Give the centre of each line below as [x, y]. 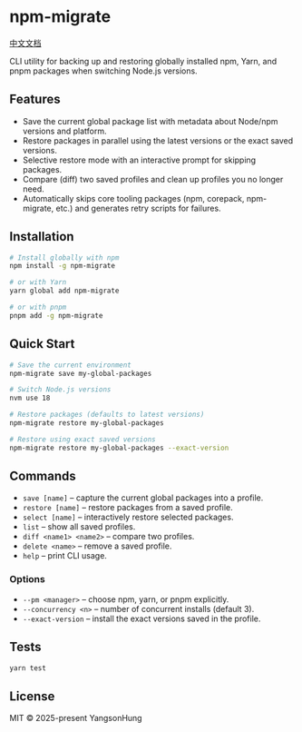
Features [35, 99]
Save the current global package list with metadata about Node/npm [150, 121]
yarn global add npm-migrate [64, 291]
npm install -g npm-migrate [63, 266]
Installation [42, 237]
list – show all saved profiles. [79, 527]
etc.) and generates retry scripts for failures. [138, 208]
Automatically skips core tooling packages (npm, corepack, [133, 198]
